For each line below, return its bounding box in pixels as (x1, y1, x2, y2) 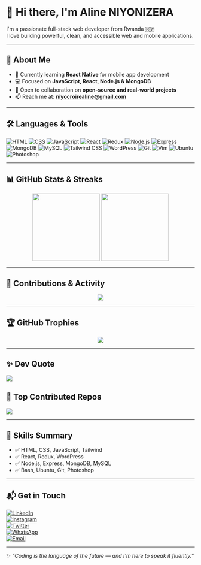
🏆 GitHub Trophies (6, 318, 80, 328)
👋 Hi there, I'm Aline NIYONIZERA (6, 5, 174, 19)
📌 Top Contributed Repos (6, 392, 102, 402)
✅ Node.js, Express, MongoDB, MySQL (14, 460, 112, 467)
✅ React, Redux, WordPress (14, 453, 84, 460)
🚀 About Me (6, 55, 51, 65)
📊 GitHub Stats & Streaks (6, 174, 103, 185)
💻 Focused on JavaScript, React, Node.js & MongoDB (14, 77, 151, 84)
